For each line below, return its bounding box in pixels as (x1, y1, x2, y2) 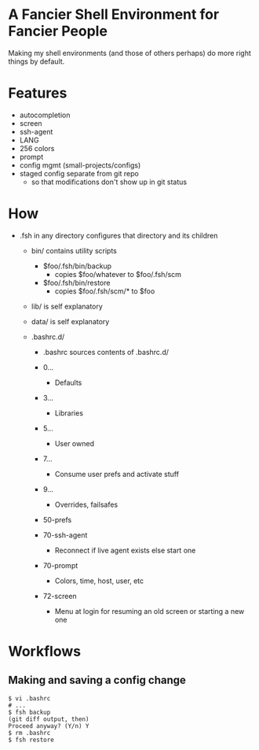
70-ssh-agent (42, 530, 88, 540)
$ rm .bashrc (8, 729, 51, 737)
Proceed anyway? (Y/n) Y (8, 722, 89, 730)
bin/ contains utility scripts (31, 246, 118, 255)
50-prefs (42, 515, 72, 524)
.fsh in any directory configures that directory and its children (19, 231, 218, 240)
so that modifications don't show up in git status (31, 177, 187, 187)
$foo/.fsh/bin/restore (42, 278, 111, 287)
